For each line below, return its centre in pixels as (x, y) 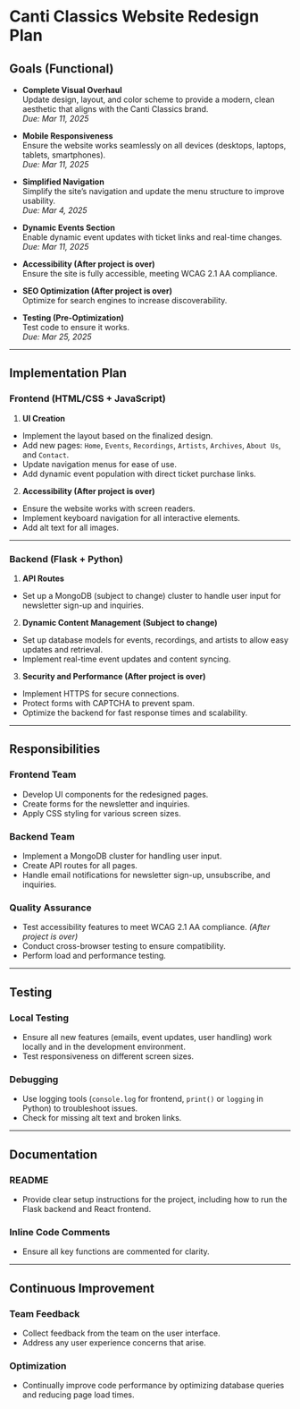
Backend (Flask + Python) (66, 559)
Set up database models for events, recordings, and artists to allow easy (155, 640)
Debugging (34, 1079)
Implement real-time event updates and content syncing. (126, 659)
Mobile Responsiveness (67, 136)
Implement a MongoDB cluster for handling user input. (122, 856)
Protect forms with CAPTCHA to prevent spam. (108, 703)
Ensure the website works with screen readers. (108, 508)
